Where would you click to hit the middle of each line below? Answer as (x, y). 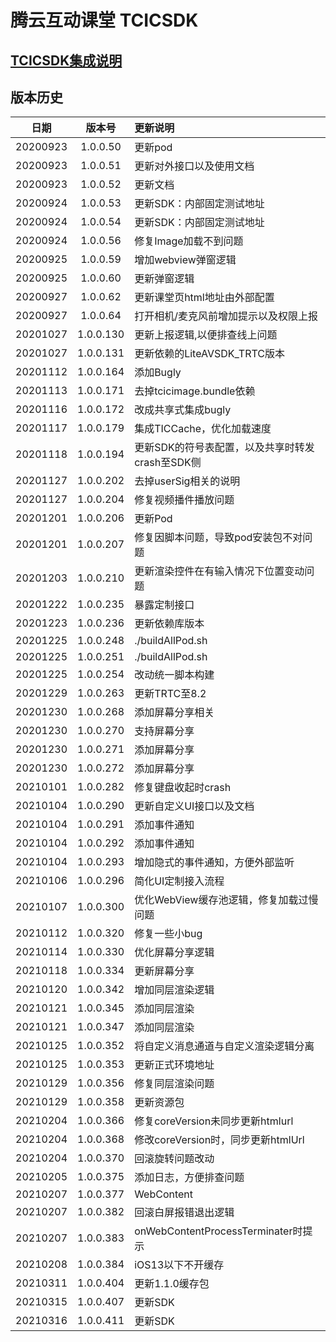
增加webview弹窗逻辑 (185, 260)
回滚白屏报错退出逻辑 (184, 1213)
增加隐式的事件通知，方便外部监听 (214, 863)
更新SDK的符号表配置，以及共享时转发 (224, 448)
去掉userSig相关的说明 (187, 481)
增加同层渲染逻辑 (174, 990)
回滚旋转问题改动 (174, 1159)
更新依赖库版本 (169, 624)
